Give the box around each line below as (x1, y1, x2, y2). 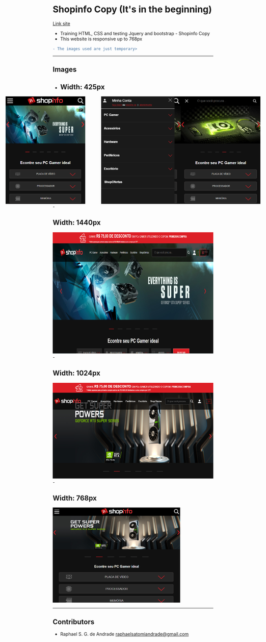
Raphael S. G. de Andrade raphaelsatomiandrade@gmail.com (60, 631, 189, 637)
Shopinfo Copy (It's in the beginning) (52, 4, 212, 15)
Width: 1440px (52, 218, 101, 227)
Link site (52, 20, 70, 27)
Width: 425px (60, 83, 105, 91)
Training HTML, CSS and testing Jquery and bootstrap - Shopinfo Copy (60, 30, 210, 36)
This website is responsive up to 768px (60, 36, 143, 42)
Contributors (52, 618, 95, 626)
